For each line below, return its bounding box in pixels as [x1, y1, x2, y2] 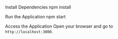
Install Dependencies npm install [5, 4, 72, 10]
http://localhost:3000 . [5, 29, 53, 34]
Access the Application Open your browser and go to [5, 23, 114, 29]
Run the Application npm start [5, 14, 66, 19]
